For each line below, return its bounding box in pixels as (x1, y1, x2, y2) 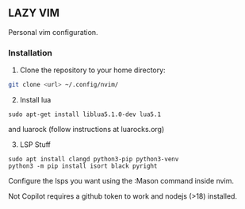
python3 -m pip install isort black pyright (8, 162, 158, 170)
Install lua (19, 95, 52, 104)
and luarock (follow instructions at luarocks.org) (8, 124, 165, 134)
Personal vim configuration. (8, 27, 98, 37)
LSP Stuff (19, 139, 52, 149)
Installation (8, 47, 53, 58)
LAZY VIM (8, 6, 59, 20)
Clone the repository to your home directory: (19, 65, 166, 75)
